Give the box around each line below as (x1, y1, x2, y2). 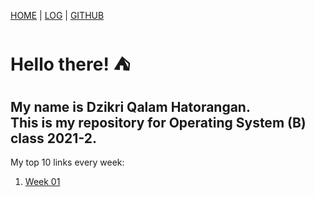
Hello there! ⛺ (10, 53, 131, 76)
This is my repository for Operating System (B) (10, 114, 307, 131)
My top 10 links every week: (10, 156, 125, 168)
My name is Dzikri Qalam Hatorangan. (10, 98, 251, 115)
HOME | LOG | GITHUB (10, 10, 105, 21)
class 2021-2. (10, 130, 98, 147)
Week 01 (24, 176, 61, 187)
